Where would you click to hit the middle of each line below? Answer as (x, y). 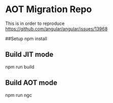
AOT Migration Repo (49, 9)
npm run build (20, 66)
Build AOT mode (31, 83)
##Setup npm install (26, 39)
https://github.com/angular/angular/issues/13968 (56, 28)
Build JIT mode (29, 55)
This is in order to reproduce (35, 23)
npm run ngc (18, 95)
